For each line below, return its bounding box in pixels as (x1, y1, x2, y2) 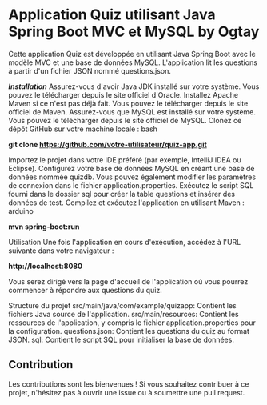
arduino (8, 206, 34, 215)
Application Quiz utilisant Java (8, 6, 216, 24)
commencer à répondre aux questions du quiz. (8, 285, 162, 295)
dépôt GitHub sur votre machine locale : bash (8, 124, 158, 134)
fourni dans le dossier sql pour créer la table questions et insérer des (8, 189, 236, 198)
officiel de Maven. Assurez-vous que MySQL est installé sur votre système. (8, 106, 256, 117)
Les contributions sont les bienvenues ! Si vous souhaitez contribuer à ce (8, 379, 249, 389)
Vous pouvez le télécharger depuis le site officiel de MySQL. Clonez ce (8, 115, 242, 125)
